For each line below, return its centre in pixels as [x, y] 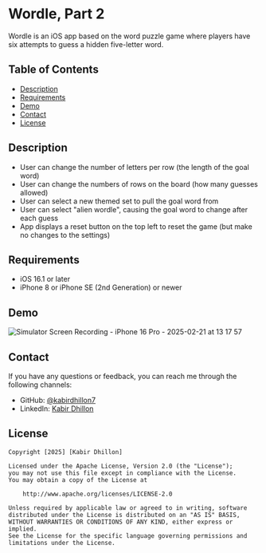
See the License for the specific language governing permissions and [128, 535]
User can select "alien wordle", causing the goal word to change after [134, 209]
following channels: [40, 385]
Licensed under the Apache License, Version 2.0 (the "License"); [121, 466]
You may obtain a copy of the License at [78, 480]
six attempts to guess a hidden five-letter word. [86, 44]
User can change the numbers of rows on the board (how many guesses [139, 184]
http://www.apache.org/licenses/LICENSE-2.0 [98, 494]
